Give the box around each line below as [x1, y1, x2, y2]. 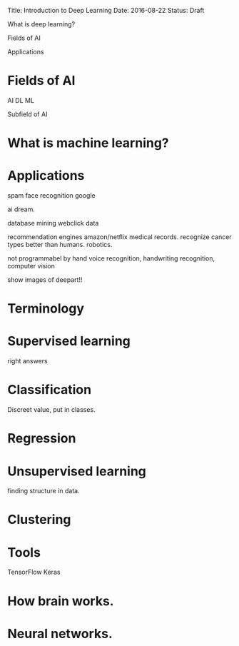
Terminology [7, 301, 84, 317]
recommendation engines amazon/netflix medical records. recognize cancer [7, 233, 232, 241]
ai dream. [7, 205, 36, 213]
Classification [7, 382, 91, 398]
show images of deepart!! [7, 276, 83, 284]
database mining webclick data [7, 219, 99, 228]
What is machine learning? [7, 135, 169, 151]
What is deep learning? [7, 20, 76, 28]
